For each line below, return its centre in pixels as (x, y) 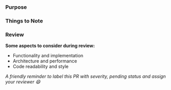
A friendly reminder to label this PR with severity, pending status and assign (85, 76)
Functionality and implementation (48, 56)
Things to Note (24, 20)
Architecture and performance (45, 61)
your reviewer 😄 (23, 82)
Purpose (16, 7)
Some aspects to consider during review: (50, 46)
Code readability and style (41, 66)
